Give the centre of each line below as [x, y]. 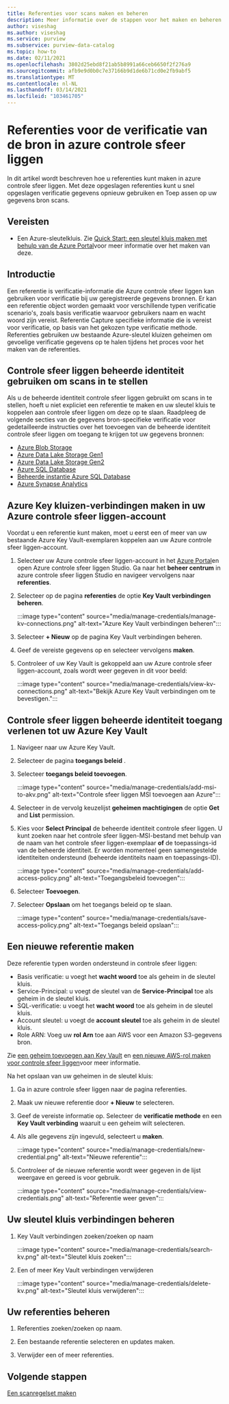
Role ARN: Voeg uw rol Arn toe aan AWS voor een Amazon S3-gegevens [119, 1034]
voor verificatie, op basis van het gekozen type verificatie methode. [102, 327]
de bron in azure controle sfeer [96, 145]
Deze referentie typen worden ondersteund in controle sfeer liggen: [102, 963]
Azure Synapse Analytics [52, 484]
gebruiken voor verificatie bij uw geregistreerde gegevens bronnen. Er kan [112, 298]
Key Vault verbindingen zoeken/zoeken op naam [85, 1236]
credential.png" [39, 1157]
